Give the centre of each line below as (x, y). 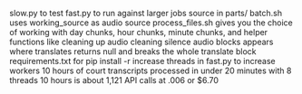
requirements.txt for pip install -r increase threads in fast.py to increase (143, 61)
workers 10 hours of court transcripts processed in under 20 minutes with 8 (151, 70)
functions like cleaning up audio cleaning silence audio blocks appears (141, 42)
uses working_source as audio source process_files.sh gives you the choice (151, 23)
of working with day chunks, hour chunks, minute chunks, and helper (139, 32)
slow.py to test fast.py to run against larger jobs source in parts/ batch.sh (146, 13)
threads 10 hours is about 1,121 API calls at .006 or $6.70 (114, 80)
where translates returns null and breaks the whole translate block (133, 52)
